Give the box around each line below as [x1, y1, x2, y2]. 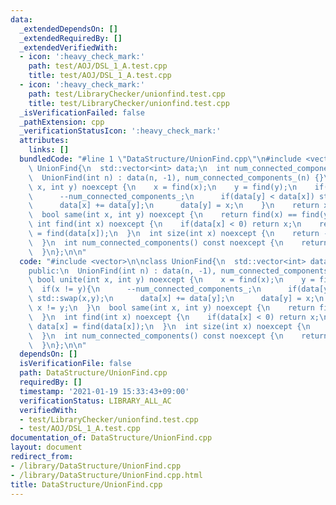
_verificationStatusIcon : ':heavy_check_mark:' [19, 126, 222, 136]
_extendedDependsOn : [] [19, 24, 118, 34]
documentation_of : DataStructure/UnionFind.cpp [10, 433, 213, 443]
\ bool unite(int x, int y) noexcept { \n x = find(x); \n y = [28, 275, 315, 285]
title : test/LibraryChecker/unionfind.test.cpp [28, 98, 230, 108]
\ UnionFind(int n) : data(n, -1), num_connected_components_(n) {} [28, 172, 325, 183]
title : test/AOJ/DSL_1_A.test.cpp [28, 71, 172, 81]
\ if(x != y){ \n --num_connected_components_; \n [28, 284, 262, 295]
